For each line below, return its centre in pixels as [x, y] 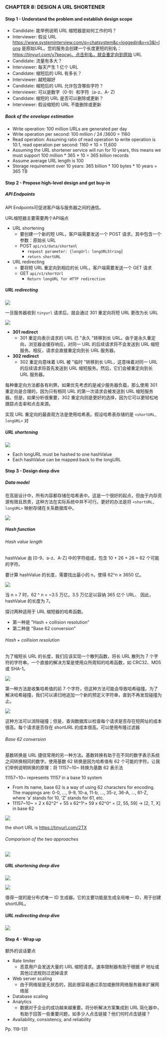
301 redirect [25, 332]
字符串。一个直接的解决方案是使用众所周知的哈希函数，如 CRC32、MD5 [87, 662]
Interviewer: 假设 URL [34, 37]
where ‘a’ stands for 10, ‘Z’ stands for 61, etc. [58, 798]
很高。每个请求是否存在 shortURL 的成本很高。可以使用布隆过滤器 [73, 727]
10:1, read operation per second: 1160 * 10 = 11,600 [64, 145]
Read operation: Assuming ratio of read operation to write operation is [84, 140]
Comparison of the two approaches [42, 839]
